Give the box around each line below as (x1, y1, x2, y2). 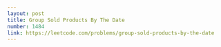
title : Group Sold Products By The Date (7, 17, 126, 23)
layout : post (7, 10, 45, 17)
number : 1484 (7, 23, 45, 30)
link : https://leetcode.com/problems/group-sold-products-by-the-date (7, 29, 215, 37)
